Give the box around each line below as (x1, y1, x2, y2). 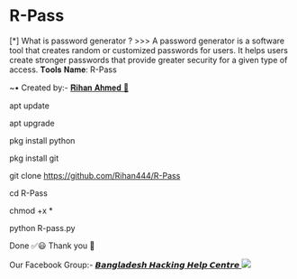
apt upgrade (9, 117, 56, 128)
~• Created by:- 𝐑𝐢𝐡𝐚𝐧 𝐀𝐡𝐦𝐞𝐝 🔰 (9, 82, 129, 93)
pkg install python (9, 135, 76, 145)
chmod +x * (9, 205, 53, 216)
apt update (9, 100, 49, 111)
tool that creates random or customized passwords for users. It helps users (9, 44, 288, 55)
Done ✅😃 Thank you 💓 (9, 240, 95, 251)
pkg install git (9, 153, 59, 163)
